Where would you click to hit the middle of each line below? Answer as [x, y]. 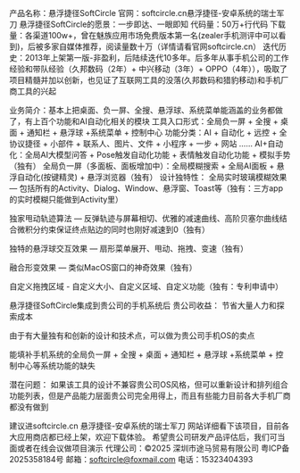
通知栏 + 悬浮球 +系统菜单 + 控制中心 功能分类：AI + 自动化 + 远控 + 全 [157, 133]
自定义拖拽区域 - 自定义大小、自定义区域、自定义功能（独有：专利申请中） [146, 286]
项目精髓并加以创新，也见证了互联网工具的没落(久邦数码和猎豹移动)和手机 [145, 80]
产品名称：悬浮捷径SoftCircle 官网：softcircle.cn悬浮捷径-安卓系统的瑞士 [143, 13]
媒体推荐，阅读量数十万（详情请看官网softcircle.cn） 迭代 [173, 46]
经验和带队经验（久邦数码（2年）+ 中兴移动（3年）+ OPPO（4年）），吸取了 [148, 69]
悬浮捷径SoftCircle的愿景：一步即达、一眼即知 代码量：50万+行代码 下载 [153, 24]
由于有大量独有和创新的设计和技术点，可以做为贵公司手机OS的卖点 [132, 336]
